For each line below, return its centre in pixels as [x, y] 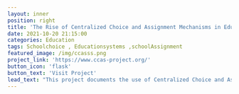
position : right [31, 20]
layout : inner [28, 14]
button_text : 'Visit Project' [52, 73]
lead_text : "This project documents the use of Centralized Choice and [116, 80]
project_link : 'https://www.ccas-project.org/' [79, 60]
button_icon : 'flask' [39, 66]
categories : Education [41, 40]
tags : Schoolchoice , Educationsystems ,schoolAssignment [95, 47]
